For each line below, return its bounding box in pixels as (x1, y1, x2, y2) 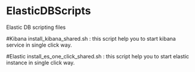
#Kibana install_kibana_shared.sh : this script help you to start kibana (6, 35, 176, 42)
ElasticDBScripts (6, 4, 91, 18)
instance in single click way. (6, 59, 75, 66)
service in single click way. (6, 41, 72, 48)
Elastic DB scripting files (6, 24, 66, 31)
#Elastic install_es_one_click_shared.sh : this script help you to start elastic (6, 53, 190, 60)
